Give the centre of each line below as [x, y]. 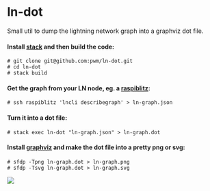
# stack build [27, 73]
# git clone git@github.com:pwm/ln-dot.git [70, 61]
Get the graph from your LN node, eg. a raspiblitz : [79, 88]
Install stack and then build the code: [61, 47]
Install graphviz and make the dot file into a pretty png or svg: [96, 147]
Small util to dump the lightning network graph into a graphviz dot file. [105, 31]
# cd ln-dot [24, 67]
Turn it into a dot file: [37, 118]
